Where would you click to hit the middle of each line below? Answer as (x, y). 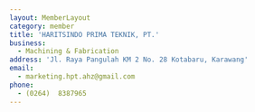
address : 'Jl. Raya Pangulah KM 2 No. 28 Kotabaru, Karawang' (129, 60)
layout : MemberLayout (50, 18)
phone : (22, 85)
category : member (42, 26)
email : (22, 69)
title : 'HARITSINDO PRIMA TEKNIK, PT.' (85, 34)
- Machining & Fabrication (68, 51)
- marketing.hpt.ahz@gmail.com (76, 77)
